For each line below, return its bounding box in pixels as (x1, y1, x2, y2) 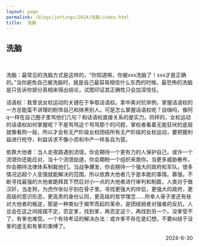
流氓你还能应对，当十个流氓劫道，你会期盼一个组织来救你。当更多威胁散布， (6, 156, 193, 163)
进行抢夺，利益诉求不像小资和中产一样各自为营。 (11, 136, 131, 143)
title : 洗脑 (6, 20, 37, 25)
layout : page (6, 8, 38, 15)
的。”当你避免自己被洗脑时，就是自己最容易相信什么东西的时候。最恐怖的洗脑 (6, 79, 193, 86)
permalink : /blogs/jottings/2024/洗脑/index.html (6, 14, 129, 20)
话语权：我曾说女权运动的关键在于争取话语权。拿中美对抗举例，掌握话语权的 (6, 99, 193, 106)
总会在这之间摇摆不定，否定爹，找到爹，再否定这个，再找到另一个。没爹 (6, 208, 182, 215)
